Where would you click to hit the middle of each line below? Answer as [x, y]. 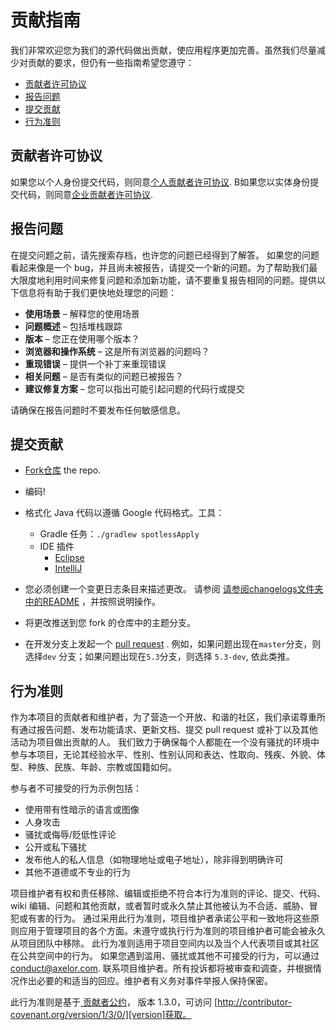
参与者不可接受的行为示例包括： [76, 788]
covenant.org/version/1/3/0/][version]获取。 [101, 1015]
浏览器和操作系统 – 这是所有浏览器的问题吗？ [117, 351]
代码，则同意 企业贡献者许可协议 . [86, 194]
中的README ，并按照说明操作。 [92, 602]
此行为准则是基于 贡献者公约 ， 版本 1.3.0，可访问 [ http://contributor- [151, 1002]
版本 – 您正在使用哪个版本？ [82, 338]
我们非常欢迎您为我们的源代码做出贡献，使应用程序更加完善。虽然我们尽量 [163, 50]
